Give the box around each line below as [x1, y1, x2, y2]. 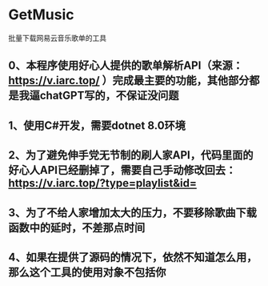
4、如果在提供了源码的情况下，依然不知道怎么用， [8, 250, 258, 264]
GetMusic [8, 6, 74, 24]
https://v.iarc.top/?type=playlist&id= [8, 176, 198, 190]
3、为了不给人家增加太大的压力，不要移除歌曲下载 [8, 206, 258, 220]
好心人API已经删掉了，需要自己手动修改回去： [8, 163, 237, 177]
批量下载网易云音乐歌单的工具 [8, 33, 106, 42]
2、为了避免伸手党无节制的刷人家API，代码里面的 [8, 148, 254, 162]
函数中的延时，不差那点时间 [8, 220, 146, 234]
